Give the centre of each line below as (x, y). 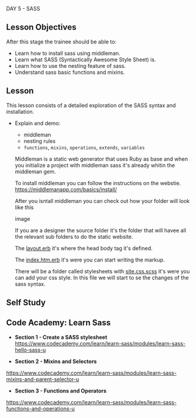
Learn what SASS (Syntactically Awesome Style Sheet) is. (85, 60)
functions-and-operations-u (41, 408)
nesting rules (39, 141)
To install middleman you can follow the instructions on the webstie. (98, 183)
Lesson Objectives (41, 27)
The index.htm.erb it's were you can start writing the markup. (90, 260)
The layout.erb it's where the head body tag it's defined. (84, 248)
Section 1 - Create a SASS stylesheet (61, 337)
